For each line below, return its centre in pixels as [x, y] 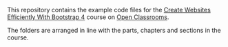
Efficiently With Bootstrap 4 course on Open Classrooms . [88, 17]
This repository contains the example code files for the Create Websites [109, 10]
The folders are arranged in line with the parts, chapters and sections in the [114, 30]
